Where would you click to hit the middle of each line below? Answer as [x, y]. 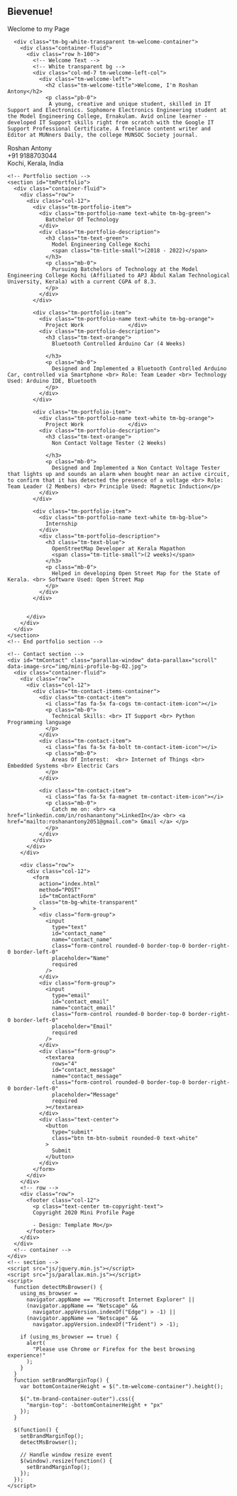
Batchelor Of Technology [82, 219]
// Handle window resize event [66, 1455]
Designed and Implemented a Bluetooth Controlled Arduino [139, 368]
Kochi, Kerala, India [35, 163]
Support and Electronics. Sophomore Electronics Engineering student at [117, 110]
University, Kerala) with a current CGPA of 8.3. [82, 282]
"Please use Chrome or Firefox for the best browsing [114, 1349]
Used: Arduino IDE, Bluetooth [52, 381]
